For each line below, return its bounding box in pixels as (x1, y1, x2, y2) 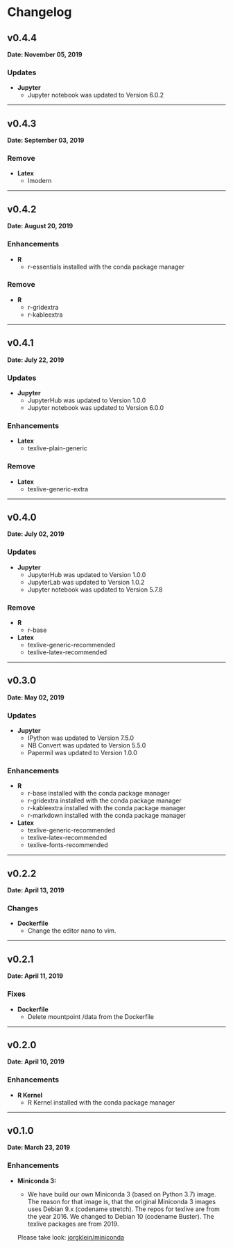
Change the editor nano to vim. (27, 926, 116, 935)
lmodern (27, 177, 52, 185)
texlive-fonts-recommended (27, 841, 109, 849)
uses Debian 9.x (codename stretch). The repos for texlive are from (27, 1205, 221, 1213)
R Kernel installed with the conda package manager (27, 1098, 175, 1107)
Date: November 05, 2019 (7, 50, 83, 58)
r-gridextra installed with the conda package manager (27, 796, 182, 805)
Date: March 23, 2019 (7, 1143, 71, 1152)
